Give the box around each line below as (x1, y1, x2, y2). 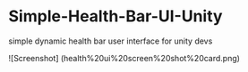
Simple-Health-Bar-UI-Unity (8, 6, 223, 27)
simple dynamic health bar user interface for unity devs (8, 36, 213, 46)
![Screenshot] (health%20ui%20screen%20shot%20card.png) (8, 52, 241, 63)
